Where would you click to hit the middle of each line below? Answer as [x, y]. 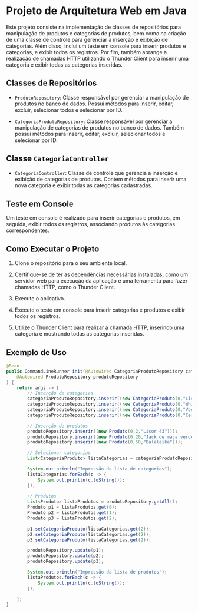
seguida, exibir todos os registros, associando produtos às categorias [91, 224]
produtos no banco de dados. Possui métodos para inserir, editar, [94, 104]
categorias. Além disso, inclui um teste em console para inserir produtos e [96, 46]
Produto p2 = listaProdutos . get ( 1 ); [72, 513]
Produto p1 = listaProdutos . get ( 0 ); [72, 508]
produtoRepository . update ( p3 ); [66, 561]
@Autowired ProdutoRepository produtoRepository [77, 377]
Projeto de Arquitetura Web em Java [96, 11]
